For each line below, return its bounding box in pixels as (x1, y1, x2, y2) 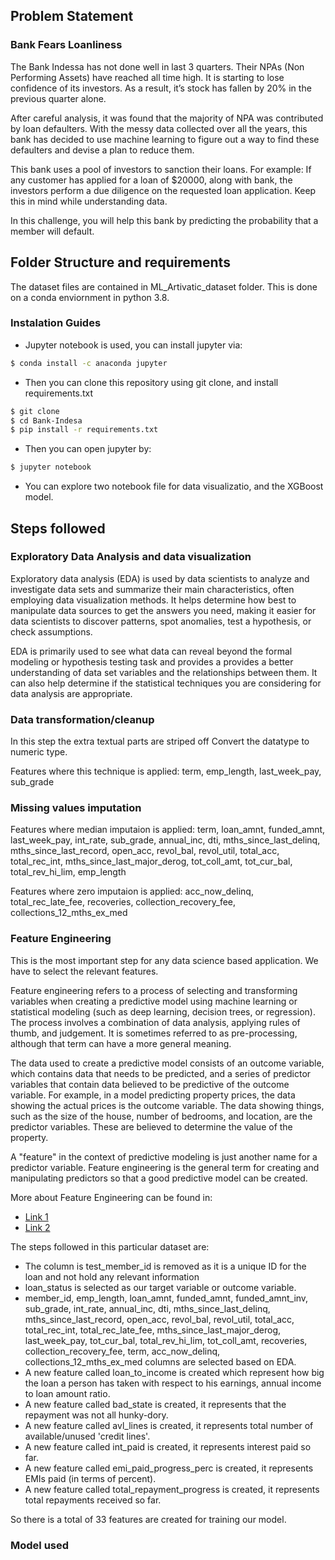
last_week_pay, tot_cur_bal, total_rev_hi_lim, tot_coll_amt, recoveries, (24, 1334, 308, 1346)
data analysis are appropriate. (10, 687, 133, 699)
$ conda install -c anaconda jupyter (10, 358, 168, 368)
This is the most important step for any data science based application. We (10, 954, 319, 966)
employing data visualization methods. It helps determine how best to (10, 594, 297, 606)
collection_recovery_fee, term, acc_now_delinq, (24, 1345, 221, 1357)
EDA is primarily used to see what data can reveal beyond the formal (10, 645, 293, 657)
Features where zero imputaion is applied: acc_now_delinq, (10, 885, 254, 898)
